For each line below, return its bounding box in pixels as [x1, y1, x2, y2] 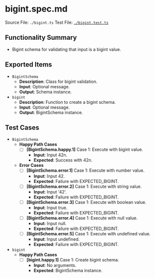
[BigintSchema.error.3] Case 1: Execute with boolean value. [26, 199, 147, 205]
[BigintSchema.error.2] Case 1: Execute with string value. [26, 183, 142, 189]
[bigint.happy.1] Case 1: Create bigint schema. [26, 257, 119, 262]
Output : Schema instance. [19, 89, 72, 95]
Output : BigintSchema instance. [19, 109, 83, 115]
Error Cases [19, 163, 44, 168]
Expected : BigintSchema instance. [33, 267, 103, 273]
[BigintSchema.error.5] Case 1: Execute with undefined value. [26, 230, 151, 236]
